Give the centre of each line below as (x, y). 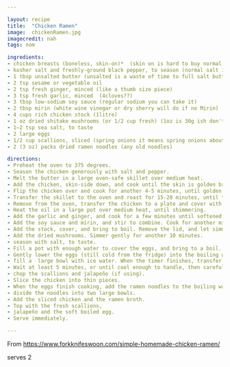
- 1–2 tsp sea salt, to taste (50, 128)
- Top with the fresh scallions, (55, 306)
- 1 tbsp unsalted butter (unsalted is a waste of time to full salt (108, 76)
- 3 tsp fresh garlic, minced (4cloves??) (70, 96)
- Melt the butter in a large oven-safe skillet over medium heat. (105, 178)
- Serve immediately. (38, 319)
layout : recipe (29, 19)
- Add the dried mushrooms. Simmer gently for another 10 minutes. (105, 235)
